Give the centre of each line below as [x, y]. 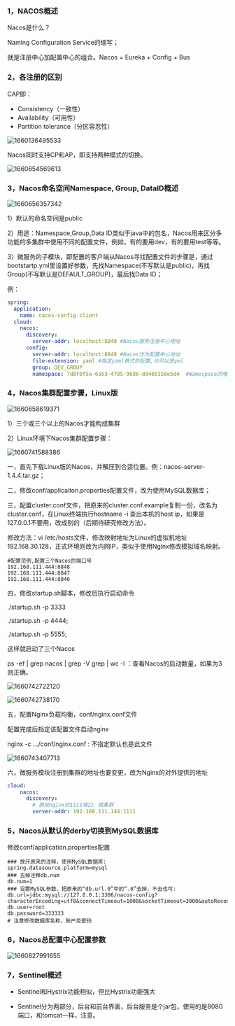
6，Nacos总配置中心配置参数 [57, 940]
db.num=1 [20, 882]
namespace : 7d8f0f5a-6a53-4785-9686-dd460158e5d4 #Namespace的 [127, 374]
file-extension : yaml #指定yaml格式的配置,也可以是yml [108, 361]
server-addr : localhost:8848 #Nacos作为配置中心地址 [106, 354]
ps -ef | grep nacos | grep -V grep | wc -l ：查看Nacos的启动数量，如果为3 [115, 663]
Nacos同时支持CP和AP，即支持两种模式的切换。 [77, 155]
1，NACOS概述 [33, 10]
